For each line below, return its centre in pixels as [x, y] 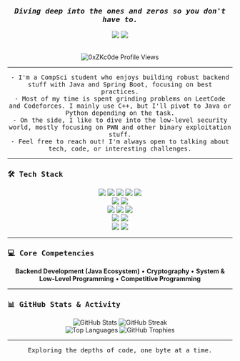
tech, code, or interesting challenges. [120, 149]
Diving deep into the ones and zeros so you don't [120, 11]
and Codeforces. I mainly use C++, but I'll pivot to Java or [120, 106]
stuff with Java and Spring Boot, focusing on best [120, 85]
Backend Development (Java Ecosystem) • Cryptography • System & [120, 271]
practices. [120, 92]
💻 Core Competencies [51, 253]
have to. [120, 19]
